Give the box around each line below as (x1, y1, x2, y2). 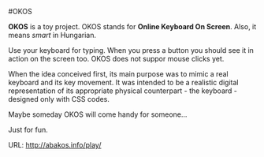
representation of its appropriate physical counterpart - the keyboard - (8, 86, 238, 95)
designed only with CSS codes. (8, 95, 110, 103)
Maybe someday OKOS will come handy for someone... (8, 110, 188, 119)
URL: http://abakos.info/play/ (8, 140, 102, 149)
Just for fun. (8, 125, 49, 134)
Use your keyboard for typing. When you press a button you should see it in (8, 46, 255, 54)
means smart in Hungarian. (8, 31, 97, 39)
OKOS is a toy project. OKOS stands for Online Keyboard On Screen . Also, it (8, 22, 257, 31)
